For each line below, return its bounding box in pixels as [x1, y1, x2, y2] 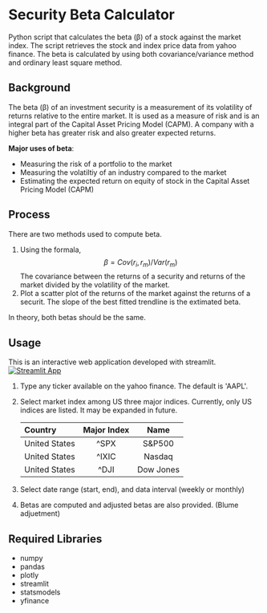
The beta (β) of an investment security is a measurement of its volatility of [8, 102, 253, 112]
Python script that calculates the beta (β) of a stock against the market [8, 32, 242, 42]
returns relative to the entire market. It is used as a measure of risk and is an [8, 111, 260, 120]
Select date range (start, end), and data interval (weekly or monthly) [19, 485, 245, 494]
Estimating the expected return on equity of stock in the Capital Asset [19, 176, 250, 185]
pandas [19, 562, 46, 571]
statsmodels [19, 587, 61, 597]
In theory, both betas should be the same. [8, 313, 147, 323]
